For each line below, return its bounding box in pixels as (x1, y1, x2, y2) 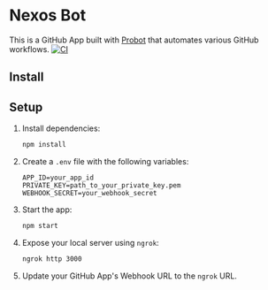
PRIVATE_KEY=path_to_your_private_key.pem (21, 181, 181, 190)
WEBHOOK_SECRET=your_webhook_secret (21, 189, 157, 198)
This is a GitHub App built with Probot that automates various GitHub (9, 34, 259, 45)
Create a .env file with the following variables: (21, 156, 189, 167)
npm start (21, 222, 59, 231)
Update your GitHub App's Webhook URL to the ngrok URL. (21, 271, 237, 281)
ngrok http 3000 (21, 254, 82, 263)
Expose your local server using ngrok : (21, 237, 159, 248)
